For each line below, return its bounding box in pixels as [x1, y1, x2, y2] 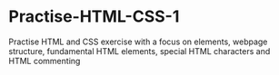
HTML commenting [8, 55, 81, 66]
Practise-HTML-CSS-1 [8, 6, 180, 27]
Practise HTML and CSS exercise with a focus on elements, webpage [8, 36, 268, 47]
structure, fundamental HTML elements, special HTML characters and [8, 45, 271, 56]
